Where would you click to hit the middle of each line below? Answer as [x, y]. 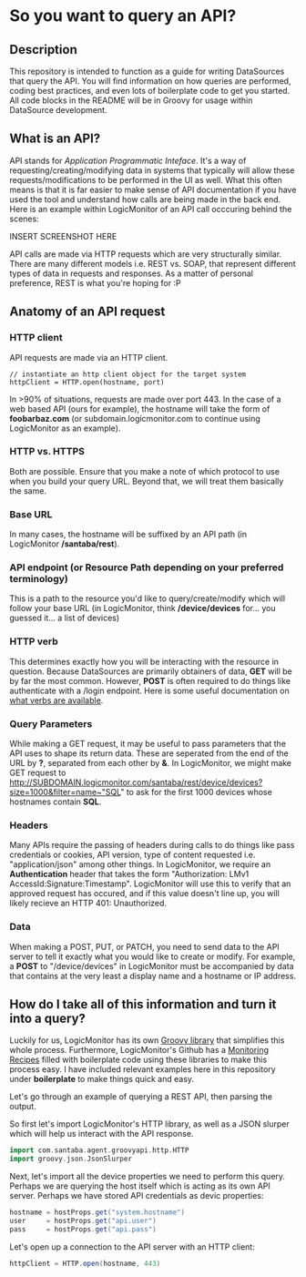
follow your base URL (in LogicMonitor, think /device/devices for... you [143, 608]
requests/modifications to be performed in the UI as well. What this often [146, 179]
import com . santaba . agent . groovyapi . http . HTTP [99, 1150]
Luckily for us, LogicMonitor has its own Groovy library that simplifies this [147, 1040]
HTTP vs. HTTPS [47, 452]
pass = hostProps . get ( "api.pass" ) [83, 1229]
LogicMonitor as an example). [65, 428]
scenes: [24, 219]
